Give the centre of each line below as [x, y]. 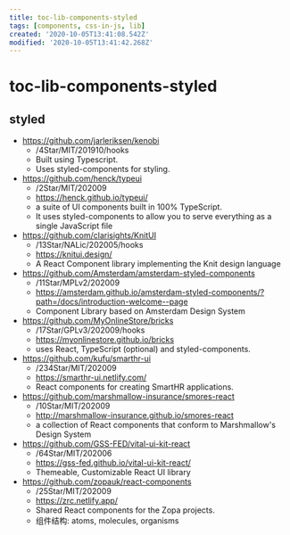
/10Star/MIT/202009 [73, 406]
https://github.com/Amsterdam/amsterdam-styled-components [139, 274]
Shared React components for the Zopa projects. [125, 510]
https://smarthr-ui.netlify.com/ [91, 378]
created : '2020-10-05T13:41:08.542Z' [79, 34]
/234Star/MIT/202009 [76, 368]
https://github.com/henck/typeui [82, 178]
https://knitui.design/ [74, 254]
